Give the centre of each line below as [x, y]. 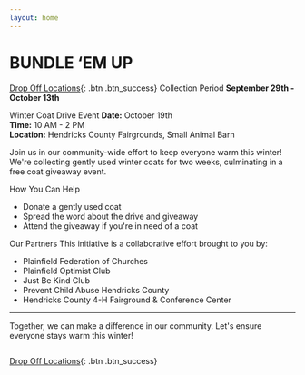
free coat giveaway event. [58, 171]
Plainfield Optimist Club [66, 271]
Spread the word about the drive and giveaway [110, 216]
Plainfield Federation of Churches [85, 261]
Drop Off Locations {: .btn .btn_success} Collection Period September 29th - [152, 88]
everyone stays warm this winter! [71, 335]
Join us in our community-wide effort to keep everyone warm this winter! [146, 152]
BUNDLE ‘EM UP [71, 62]
